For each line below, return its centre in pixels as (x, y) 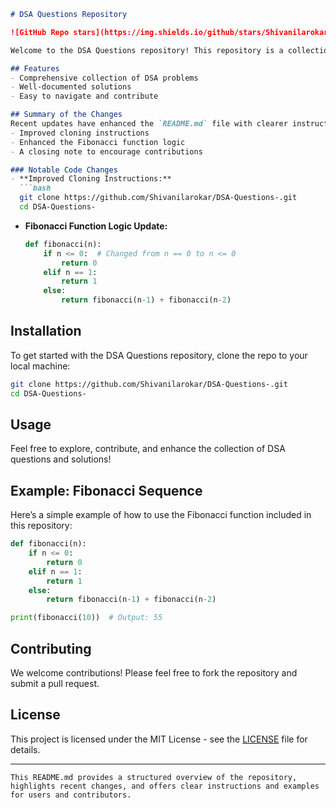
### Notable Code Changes (64, 170)
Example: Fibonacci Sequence (106, 490)
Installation (46, 331)
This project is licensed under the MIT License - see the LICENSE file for (159, 739)
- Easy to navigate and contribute (84, 96)
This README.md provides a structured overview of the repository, (154, 777)
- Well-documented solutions (71, 87)
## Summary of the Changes (66, 115)
